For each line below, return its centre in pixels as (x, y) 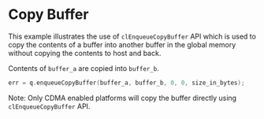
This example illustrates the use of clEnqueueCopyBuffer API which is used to (132, 36)
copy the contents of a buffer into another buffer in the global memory (122, 44)
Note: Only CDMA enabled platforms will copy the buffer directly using (123, 98)
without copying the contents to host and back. (85, 53)
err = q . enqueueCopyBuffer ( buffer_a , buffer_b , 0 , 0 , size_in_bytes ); (126, 83)
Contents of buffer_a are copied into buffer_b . (84, 68)
